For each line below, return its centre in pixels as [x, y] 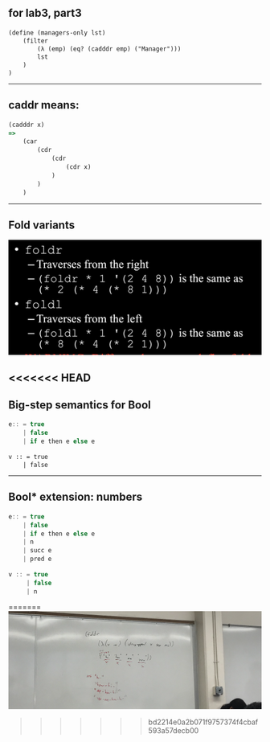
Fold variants [41, 225]
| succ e [37, 551]
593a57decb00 [174, 731]
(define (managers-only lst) [57, 33]
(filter [35, 41]
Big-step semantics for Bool [80, 405]
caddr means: [44, 105]
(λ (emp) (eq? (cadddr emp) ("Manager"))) [109, 49]
